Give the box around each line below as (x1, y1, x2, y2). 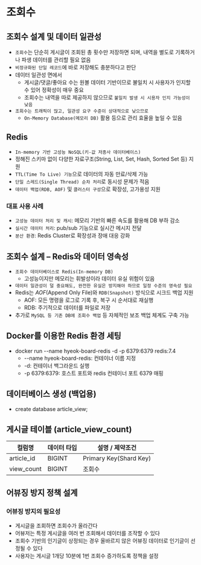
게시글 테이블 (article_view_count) (6, 424, 132, 435)
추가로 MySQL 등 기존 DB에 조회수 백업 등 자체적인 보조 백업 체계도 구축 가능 (14, 311, 190, 319)
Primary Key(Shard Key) (83, 454, 152, 462)
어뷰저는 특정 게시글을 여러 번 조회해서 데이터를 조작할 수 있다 (14, 529, 160, 537)
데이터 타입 (47, 444, 77, 452)
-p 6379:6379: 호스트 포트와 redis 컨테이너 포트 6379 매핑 (24, 369, 164, 377)
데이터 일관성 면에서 (14, 71, 62, 78)
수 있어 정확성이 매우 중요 (24, 86, 85, 94)
